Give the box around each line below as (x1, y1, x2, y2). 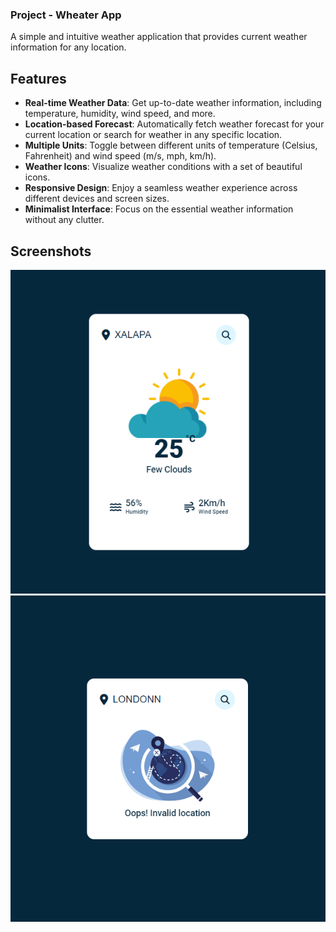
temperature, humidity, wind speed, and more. (24, 108, 216, 120)
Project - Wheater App (10, 8, 122, 22)
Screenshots (10, 243, 92, 260)
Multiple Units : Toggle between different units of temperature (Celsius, (24, 139, 318, 152)
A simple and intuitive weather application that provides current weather (10, 31, 308, 43)
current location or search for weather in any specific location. (24, 129, 283, 141)
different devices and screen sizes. (24, 193, 170, 205)
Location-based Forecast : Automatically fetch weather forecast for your (24, 118, 325, 130)
